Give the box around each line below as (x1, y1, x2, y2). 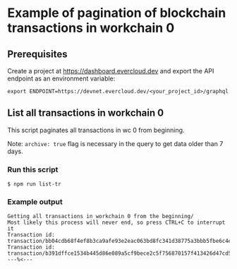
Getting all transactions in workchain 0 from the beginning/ (7, 213, 194, 220)
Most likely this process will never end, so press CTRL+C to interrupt (7, 219, 226, 227)
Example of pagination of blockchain (7, 5, 226, 21)
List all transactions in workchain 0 (7, 107, 164, 119)
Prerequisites (7, 48, 68, 60)
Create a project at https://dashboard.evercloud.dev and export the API (7, 67, 214, 75)
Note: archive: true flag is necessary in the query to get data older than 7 (7, 139, 224, 148)
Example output (7, 197, 63, 207)
